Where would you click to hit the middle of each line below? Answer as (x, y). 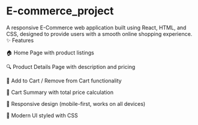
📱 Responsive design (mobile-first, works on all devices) (76, 103)
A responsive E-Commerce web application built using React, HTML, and (96, 28)
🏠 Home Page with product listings (50, 53)
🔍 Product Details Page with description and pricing (71, 66)
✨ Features (20, 40)
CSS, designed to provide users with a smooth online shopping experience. (99, 33)
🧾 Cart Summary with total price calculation (60, 92)
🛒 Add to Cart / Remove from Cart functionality (64, 80)
